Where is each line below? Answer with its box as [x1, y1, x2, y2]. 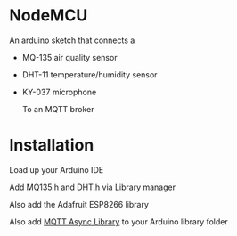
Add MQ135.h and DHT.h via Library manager [9, 182, 176, 192]
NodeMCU [9, 5, 88, 26]
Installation [9, 135, 94, 156]
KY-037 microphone [21, 86, 97, 97]
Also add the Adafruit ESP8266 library [9, 199, 150, 209]
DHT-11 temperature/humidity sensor [21, 69, 158, 80]
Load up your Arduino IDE [9, 164, 104, 175]
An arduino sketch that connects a [9, 35, 135, 45]
